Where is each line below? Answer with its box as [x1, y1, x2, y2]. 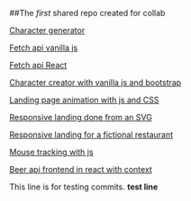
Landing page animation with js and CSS [9, 94, 159, 105]
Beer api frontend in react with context [9, 164, 153, 174]
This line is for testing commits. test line [9, 181, 159, 192]
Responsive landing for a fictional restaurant [9, 129, 174, 140]
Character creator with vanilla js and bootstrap [9, 77, 182, 88]
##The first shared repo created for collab [9, 8, 166, 18]
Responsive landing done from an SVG [9, 112, 153, 122]
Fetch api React [9, 60, 68, 70]
